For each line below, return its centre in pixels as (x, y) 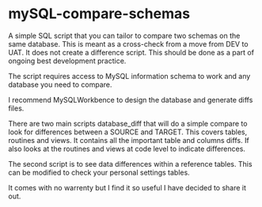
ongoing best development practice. (67, 61)
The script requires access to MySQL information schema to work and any (129, 76)
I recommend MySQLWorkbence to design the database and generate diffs (131, 100)
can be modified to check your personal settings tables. (99, 172)
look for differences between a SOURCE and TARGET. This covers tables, (128, 132)
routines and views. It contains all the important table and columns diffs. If (129, 140)
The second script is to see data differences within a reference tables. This (130, 164)
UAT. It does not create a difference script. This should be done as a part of (131, 52)
